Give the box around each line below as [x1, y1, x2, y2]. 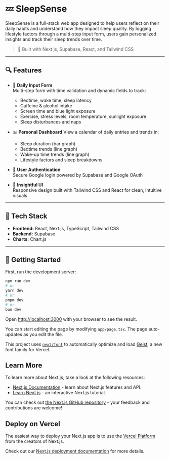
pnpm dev [5, 297, 24, 303]
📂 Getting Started [5, 255, 61, 264]
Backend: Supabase [12, 231, 56, 237]
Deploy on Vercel [5, 420, 61, 428]
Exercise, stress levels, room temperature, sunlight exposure [20, 113, 147, 119]
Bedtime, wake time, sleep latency [20, 97, 92, 103]
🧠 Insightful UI [12, 182, 44, 188]
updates [5, 331, 23, 337]
